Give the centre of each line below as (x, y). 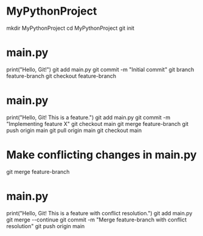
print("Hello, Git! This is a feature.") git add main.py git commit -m (88, 117)
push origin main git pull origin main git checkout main (74, 130)
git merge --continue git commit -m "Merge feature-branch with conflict (97, 220)
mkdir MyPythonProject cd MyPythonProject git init (71, 28)
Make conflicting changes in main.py (101, 155)
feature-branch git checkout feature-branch (61, 76)
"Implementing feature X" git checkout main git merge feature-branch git (98, 123)
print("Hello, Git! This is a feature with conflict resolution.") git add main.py (99, 213)
